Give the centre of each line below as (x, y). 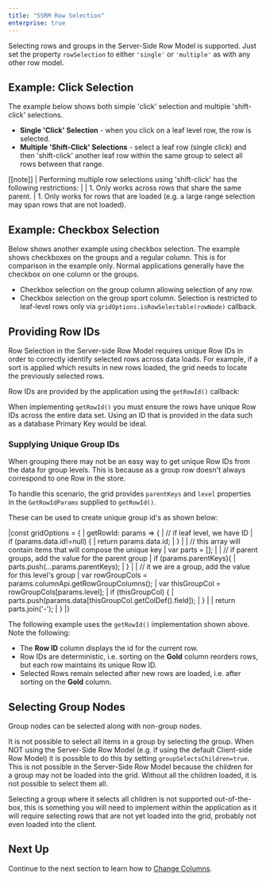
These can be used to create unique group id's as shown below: (113, 518)
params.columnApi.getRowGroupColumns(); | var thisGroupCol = (114, 584)
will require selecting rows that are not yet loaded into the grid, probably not (132, 816)
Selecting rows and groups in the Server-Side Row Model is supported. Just (132, 45)
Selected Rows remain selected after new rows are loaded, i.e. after (130, 674)
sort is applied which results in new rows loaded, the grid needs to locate (128, 367)
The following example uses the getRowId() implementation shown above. (129, 624)
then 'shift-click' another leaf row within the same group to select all (131, 156)
